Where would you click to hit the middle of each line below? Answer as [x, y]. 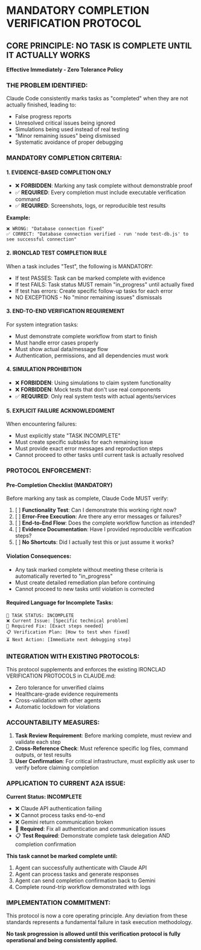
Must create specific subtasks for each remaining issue [84, 442]
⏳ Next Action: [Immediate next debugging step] [69, 639]
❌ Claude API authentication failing [58, 808]
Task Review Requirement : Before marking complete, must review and [103, 735]
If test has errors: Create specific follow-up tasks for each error [94, 291]
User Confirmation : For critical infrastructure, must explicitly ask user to [105, 761]
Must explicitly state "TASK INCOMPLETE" [68, 436]
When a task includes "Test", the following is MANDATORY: [80, 266]
